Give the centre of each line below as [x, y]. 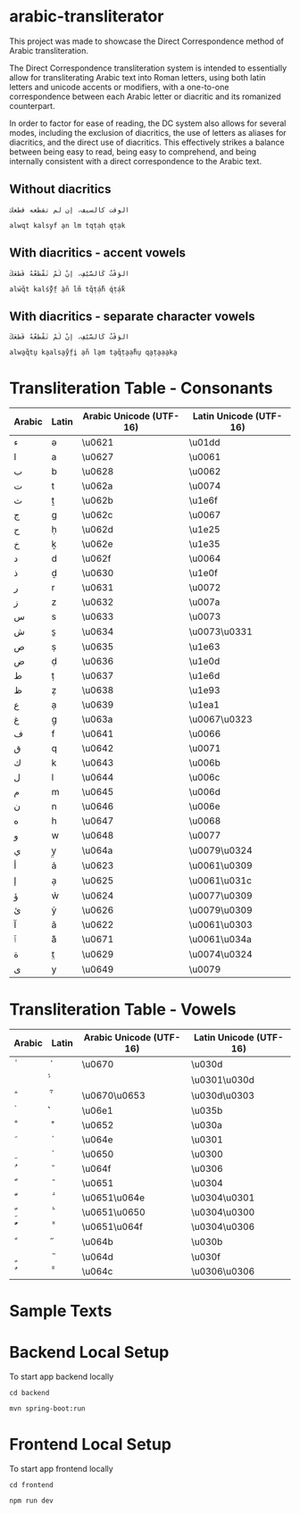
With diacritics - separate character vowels [132, 316]
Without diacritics [60, 189]
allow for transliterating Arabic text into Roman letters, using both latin [137, 77]
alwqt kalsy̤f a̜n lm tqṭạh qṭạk [67, 225]
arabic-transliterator [87, 17]
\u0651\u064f [112, 1227]
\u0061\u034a [220, 940]
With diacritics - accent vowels [97, 253]
